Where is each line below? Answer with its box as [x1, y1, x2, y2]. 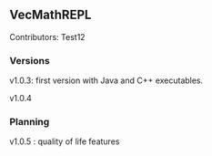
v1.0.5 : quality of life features [9, 136, 120, 147]
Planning [9, 116, 50, 129]
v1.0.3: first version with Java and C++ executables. [9, 75, 204, 86]
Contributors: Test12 [9, 31, 86, 42]
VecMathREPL [9, 7, 92, 23]
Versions [9, 54, 50, 67]
